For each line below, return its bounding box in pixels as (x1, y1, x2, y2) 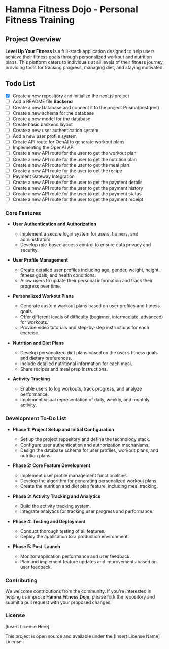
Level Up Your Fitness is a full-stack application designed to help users (5, 48, 155, 54)
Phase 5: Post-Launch (12, 543, 61, 549)
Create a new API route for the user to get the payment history (12, 185, 143, 191)
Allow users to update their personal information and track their (20, 278, 153, 284)
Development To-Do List (5, 414, 66, 422)
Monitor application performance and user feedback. (20, 553, 131, 559)
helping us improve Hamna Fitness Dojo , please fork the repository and (5, 593, 155, 600)
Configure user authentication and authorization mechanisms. (20, 442, 150, 448)
